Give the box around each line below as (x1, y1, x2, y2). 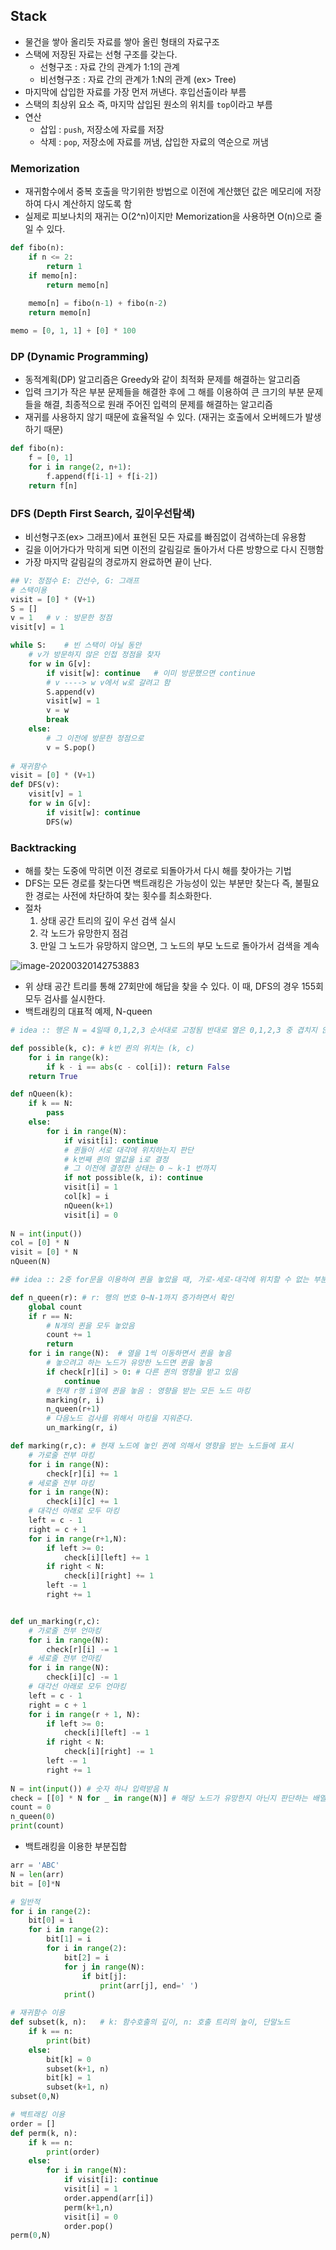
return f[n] (28, 480, 78, 491)
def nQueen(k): (10, 1089, 74, 1099)
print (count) (10, 1821, 65, 1831)
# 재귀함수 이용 (10, 2008, 66, 2018)
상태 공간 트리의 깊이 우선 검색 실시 (39, 915, 177, 926)
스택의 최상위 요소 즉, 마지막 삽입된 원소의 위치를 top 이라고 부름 (24, 98, 273, 110)
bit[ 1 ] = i (46, 1934, 92, 1944)
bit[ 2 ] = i (63, 1952, 110, 1963)
